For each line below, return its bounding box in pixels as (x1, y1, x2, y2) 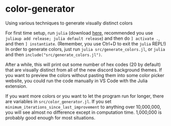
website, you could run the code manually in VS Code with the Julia (5, 78, 148, 84)
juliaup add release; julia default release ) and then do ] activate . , (5, 35, 160, 41)
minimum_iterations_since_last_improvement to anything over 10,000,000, (5, 104, 161, 110)
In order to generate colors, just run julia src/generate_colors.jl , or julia (5, 46, 165, 52)
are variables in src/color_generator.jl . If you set (5, 98, 112, 105)
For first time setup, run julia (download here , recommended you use (5, 30, 153, 36)
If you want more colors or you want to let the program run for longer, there (5, 93, 164, 99)
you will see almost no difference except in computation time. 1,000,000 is (5, 109, 162, 115)
